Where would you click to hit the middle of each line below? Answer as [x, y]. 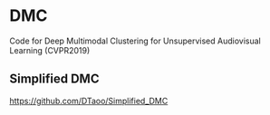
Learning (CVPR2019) [50, 50]
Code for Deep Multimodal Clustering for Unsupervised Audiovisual [135, 41]
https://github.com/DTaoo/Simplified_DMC [89, 101]
